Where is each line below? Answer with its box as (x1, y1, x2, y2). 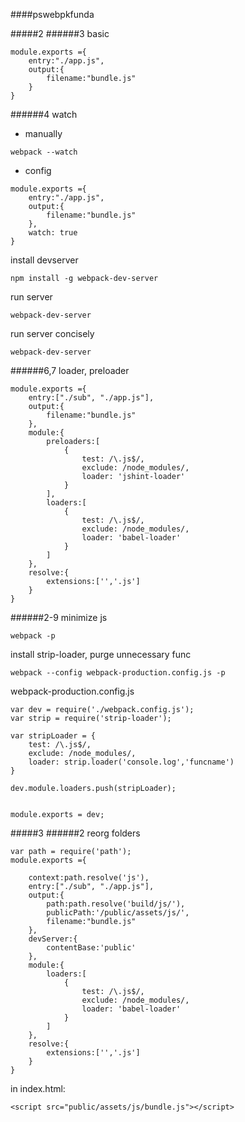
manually (24, 128, 63, 139)
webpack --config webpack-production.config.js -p (10, 668, 226, 678)
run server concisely (10, 328, 95, 339)
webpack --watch (10, 147, 78, 157)
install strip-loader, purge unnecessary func (10, 649, 192, 660)
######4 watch (10, 109, 78, 120)
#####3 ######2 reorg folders (10, 827, 141, 839)
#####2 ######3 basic (10, 28, 110, 39)
